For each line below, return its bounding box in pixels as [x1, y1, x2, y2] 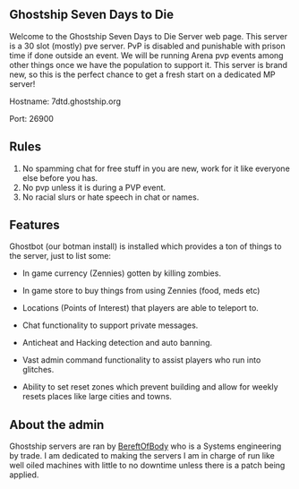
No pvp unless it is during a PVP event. [21, 182, 167, 193]
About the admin [9, 416, 105, 433]
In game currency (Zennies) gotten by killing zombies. [21, 268, 222, 279]
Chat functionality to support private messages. [21, 320, 199, 330]
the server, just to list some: [9, 251, 112, 262]
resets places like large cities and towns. [21, 391, 173, 402]
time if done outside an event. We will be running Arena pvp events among [9, 49, 284, 61]
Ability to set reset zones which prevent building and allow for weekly [21, 382, 279, 392]
